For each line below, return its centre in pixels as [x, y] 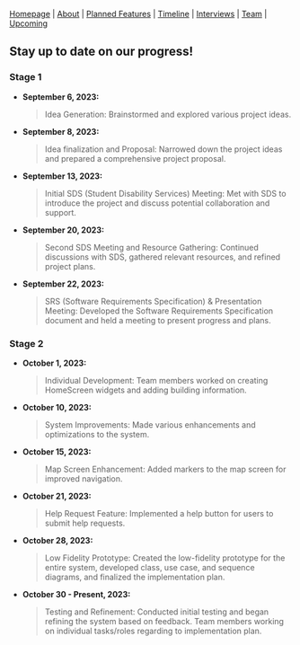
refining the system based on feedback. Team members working [164, 621]
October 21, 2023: [57, 496]
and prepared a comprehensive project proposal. [135, 158]
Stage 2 [26, 343]
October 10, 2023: [57, 407]
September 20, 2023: [63, 230]
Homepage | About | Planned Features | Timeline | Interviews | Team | [138, 14]
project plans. [70, 266]
